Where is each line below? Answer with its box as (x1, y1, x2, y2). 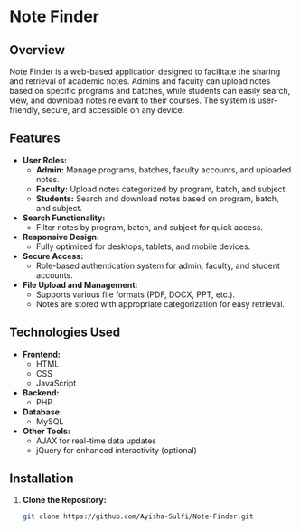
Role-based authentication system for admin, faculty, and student (35, 260, 280, 271)
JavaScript (35, 377, 77, 388)
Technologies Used (9, 325, 120, 340)
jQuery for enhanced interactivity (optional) (35, 444, 197, 455)
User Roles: (22, 154, 68, 165)
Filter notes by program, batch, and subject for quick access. (35, 221, 264, 232)
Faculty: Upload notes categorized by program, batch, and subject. (35, 183, 287, 194)
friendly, (9, 105, 41, 115)
